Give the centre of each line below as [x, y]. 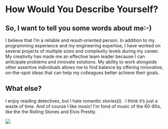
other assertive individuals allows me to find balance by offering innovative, [85, 67]
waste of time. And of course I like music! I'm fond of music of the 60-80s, [83, 106]
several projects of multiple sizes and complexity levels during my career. [82, 51]
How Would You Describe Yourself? [82, 9]
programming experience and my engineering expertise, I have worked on [83, 46]
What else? [23, 89]
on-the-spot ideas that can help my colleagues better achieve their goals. [82, 73]
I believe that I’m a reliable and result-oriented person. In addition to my [80, 40]
